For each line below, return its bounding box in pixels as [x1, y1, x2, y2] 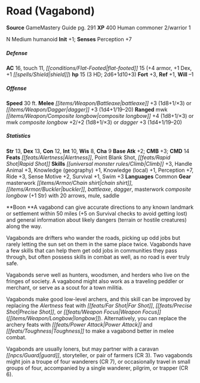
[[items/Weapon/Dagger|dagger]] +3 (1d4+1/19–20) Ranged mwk [6, 106, 168, 113]
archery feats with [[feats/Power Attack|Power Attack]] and [6, 321, 153, 328]
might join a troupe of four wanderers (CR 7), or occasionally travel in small [6, 358, 191, 365]
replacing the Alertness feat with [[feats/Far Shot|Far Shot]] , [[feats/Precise [6, 302, 192, 309]
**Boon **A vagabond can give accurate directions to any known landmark [6, 203, 194, 211]
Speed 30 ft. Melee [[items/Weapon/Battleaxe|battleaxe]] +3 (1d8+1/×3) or [6, 99, 192, 107]
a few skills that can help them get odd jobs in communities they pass [6, 247, 177, 254]
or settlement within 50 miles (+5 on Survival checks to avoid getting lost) [6, 209, 187, 217]
